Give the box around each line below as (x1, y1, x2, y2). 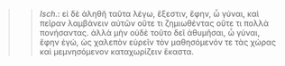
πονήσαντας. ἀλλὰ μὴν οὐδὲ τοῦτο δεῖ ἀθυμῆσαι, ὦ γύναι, (39, 28, 261, 37)
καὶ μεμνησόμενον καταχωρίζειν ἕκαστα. (39, 46, 195, 57)
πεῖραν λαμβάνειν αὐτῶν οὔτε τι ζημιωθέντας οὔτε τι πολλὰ (39, 18, 270, 29)
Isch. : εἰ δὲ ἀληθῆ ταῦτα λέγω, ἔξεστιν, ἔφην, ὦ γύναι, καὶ (39, 9, 260, 19)
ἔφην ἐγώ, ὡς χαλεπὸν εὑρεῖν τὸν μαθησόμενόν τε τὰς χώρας (39, 37, 277, 47)
